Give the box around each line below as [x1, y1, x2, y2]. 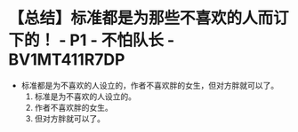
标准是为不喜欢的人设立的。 [34, 90, 137, 102]
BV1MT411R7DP [8, 50, 125, 70]
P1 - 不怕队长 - [69, 30, 175, 50]
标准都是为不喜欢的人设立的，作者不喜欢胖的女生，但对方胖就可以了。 [20, 80, 279, 90]
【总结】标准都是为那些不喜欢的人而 [8, 8, 274, 28]
